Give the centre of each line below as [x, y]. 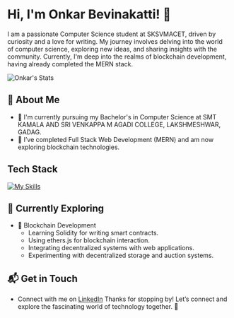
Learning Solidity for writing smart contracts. [93, 233]
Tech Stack [33, 169]
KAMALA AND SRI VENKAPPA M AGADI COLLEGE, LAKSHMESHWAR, [119, 124]
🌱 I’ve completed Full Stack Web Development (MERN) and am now [116, 139]
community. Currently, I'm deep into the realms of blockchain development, [117, 57]
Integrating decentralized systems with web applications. [111, 248]
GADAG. [29, 132]
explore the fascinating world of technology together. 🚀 [98, 307]
